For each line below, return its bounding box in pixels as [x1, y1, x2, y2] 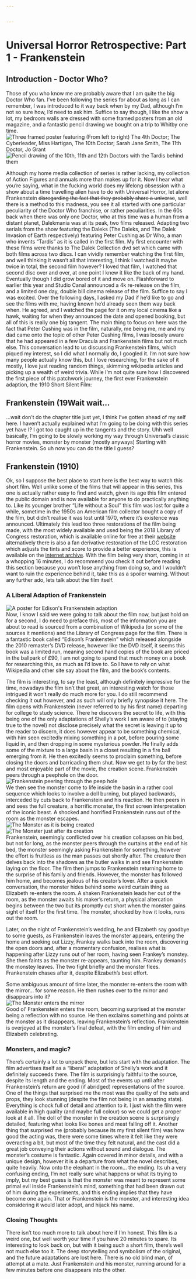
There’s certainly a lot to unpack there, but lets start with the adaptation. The [6, 1058, 190, 1065]
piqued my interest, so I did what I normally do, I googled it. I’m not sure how [6, 349, 190, 357]
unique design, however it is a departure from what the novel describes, [6, 1157, 179, 1165]
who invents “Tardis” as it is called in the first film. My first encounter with [6, 238, 183, 245]
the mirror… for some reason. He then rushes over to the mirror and [6, 987, 168, 994]
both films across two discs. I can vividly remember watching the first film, [6, 250, 185, 258]
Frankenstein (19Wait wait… [6, 398, 110, 408]
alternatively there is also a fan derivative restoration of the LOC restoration [6, 539, 187, 546]
